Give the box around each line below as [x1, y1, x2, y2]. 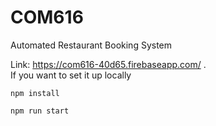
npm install [10, 88, 60, 98]
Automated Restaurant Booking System [10, 39, 173, 51]
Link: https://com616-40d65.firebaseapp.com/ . [10, 58, 207, 70]
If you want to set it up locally [10, 69, 132, 81]
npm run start [10, 106, 70, 116]
